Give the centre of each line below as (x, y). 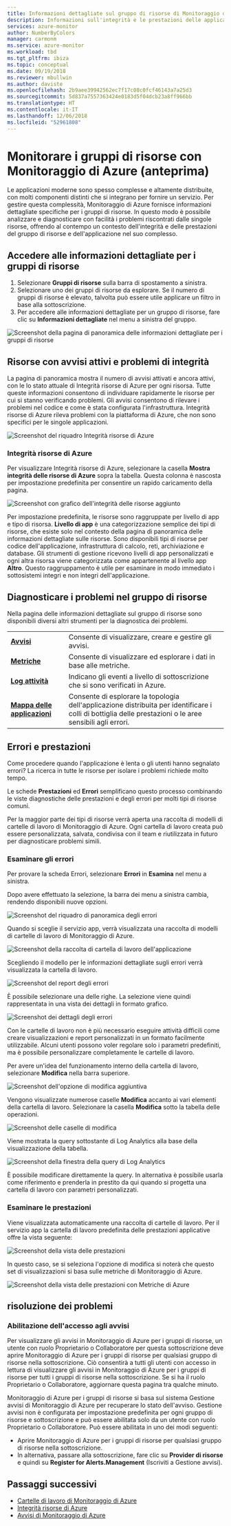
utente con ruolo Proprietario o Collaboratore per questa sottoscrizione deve (115, 1348)
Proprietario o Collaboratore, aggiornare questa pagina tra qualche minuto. (113, 1385)
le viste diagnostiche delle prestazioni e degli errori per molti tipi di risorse (112, 798)
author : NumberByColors (41, 33)
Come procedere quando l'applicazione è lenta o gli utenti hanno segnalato (113, 763)
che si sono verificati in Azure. (117, 686)
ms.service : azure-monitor (46, 45)
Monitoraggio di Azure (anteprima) (108, 171)
